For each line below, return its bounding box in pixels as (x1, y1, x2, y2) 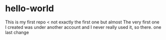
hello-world (5, 3, 55, 14)
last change (5, 29, 29, 35)
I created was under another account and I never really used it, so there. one (5, 24, 162, 30)
